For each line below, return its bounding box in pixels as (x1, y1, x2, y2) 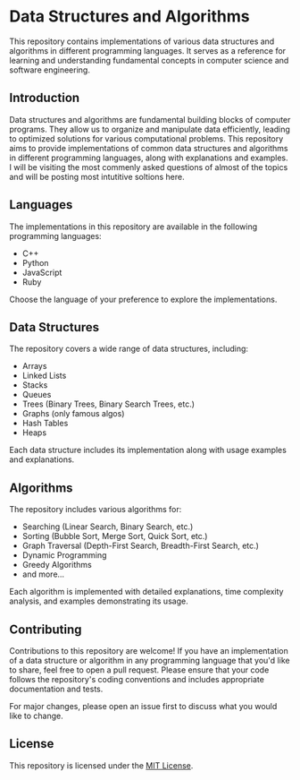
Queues (21, 390, 52, 400)
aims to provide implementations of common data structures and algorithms (9, 142, 288, 153)
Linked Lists (21, 370, 67, 381)
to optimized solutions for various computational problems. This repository (9, 133, 284, 144)
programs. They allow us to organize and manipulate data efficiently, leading (9, 124, 290, 134)
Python (21, 257, 49, 268)
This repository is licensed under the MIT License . (9, 759, 194, 771)
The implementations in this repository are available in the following (9, 221, 257, 232)
